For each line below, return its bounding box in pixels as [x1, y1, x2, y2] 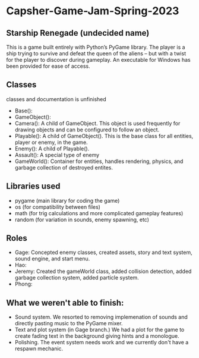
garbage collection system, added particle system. [14, 274, 140, 281]
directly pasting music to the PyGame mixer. [14, 320, 123, 327]
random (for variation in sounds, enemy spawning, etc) [14, 216, 150, 223]
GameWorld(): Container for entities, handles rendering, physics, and [14, 158, 184, 165]
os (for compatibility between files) [14, 203, 101, 211]
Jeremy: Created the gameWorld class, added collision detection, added [14, 268, 192, 275]
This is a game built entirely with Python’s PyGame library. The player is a [6, 43, 185, 51]
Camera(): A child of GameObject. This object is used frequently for [14, 120, 181, 127]
